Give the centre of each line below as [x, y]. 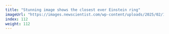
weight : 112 [18, 24]
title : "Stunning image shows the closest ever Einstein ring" [73, 10]
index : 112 [17, 19]
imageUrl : [16, 14]
